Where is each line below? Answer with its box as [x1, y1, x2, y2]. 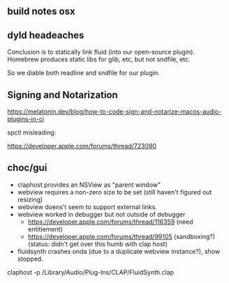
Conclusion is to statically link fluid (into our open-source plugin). [7, 48, 195, 56]
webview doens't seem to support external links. [17, 202, 157, 211]
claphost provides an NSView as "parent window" [17, 181, 161, 189]
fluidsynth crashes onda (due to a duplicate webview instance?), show [17, 247, 221, 255]
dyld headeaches [7, 29, 84, 41]
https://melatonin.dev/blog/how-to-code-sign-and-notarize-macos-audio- [7, 107, 222, 116]
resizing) [17, 195, 43, 204]
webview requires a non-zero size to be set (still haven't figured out [17, 188, 212, 196]
